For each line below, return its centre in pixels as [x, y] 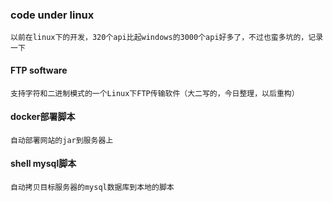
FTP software [39, 70]
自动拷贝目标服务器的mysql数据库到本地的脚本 [92, 187]
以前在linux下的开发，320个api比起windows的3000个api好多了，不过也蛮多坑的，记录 [167, 38]
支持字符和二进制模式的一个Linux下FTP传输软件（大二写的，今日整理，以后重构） [155, 93]
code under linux [52, 15]
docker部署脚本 [43, 117]
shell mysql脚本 [43, 164]
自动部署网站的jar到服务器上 [62, 140]
